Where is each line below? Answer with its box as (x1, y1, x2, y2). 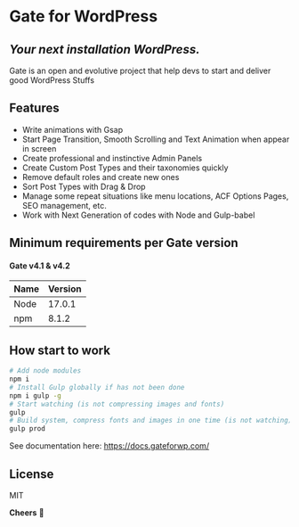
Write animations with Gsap (21, 124, 123, 135)
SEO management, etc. (21, 200, 107, 210)
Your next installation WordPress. (9, 42, 200, 57)
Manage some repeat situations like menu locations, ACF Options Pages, (21, 190, 289, 202)
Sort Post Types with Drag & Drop (21, 181, 146, 192)
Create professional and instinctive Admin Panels (21, 152, 203, 163)
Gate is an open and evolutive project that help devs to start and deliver (9, 65, 271, 76)
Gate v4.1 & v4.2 (9, 260, 71, 271)
